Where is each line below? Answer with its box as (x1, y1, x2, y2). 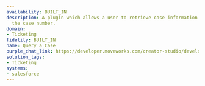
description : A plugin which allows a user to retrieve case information (6, 15, 198, 21)
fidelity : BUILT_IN (6, 37, 56, 43)
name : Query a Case (6, 43, 56, 49)
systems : (6, 65, 29, 71)
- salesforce (6, 71, 40, 77)
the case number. (12, 20, 56, 26)
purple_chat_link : (6, 48, 53, 55)
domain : (6, 25, 26, 32)
